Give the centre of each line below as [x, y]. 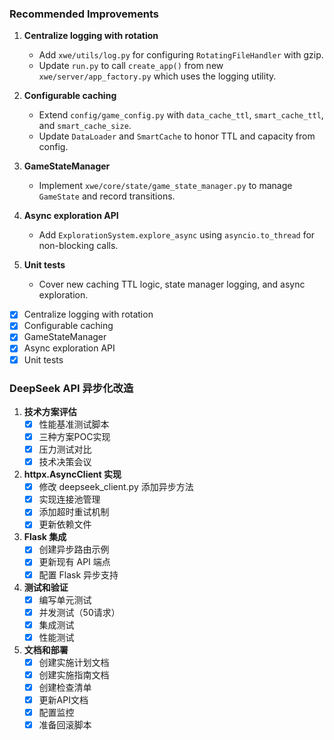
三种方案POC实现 [74, 436]
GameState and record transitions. [107, 196]
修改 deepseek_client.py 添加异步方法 [116, 487]
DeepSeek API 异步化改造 [71, 388]
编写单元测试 [65, 599]
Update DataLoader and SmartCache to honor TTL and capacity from [177, 136]
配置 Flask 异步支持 [78, 574]
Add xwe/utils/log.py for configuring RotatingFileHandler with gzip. [181, 55]
